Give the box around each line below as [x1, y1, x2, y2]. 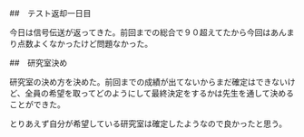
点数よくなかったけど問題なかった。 [16, 39, 152, 49]
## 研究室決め [9, 58, 68, 68]
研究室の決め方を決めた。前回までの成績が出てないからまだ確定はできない [9, 77, 288, 87]
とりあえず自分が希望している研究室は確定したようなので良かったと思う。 [9, 118, 288, 129]
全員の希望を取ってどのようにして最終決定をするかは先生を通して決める [25, 88, 295, 98]
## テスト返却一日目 [9, 8, 92, 18]
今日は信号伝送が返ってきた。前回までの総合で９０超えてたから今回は [9, 27, 271, 38]
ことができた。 [9, 99, 65, 110]
